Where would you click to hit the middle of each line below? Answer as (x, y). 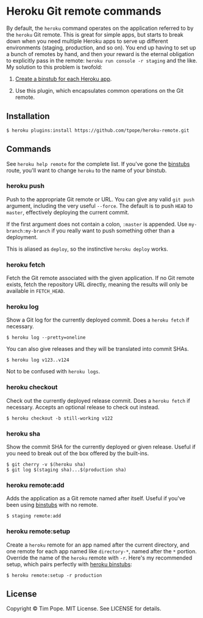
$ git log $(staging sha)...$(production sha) (66, 470)
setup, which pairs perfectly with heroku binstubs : (69, 564)
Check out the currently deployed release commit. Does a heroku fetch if (98, 400)
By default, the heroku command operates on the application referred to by (100, 28)
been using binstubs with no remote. (52, 505)
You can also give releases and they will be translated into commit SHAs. (98, 349)
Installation (28, 116)
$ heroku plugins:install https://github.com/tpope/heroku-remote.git (98, 130)
